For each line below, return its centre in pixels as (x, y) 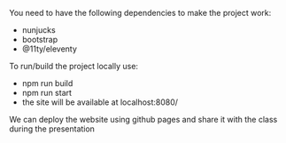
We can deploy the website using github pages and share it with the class (143, 119)
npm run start (47, 93)
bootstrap (40, 40)
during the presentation (52, 129)
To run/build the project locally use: (74, 66)
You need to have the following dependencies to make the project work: (140, 13)
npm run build (47, 83)
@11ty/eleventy (50, 49)
